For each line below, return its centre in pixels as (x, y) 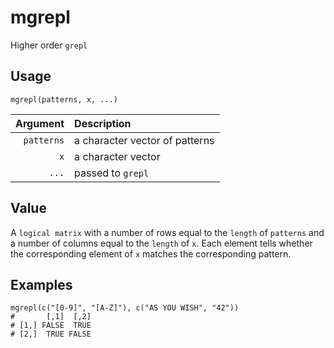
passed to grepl (112, 173)
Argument (40, 123)
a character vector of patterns (144, 140)
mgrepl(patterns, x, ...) (64, 99)
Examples (41, 284)
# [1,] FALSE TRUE (51, 326)
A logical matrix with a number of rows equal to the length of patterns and (167, 232)
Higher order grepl (49, 45)
